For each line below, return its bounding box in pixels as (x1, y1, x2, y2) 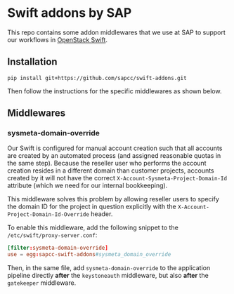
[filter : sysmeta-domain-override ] (7, 244, 109, 252)
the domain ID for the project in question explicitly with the (7, 202, 177, 211)
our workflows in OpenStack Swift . (7, 35, 108, 44)
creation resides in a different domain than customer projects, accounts (7, 166, 214, 175)
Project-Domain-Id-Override (7, 211, 90, 218)
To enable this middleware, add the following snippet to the (7, 223, 179, 232)
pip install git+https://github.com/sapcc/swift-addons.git (7, 74, 188, 81)
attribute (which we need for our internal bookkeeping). (7, 181, 168, 190)
